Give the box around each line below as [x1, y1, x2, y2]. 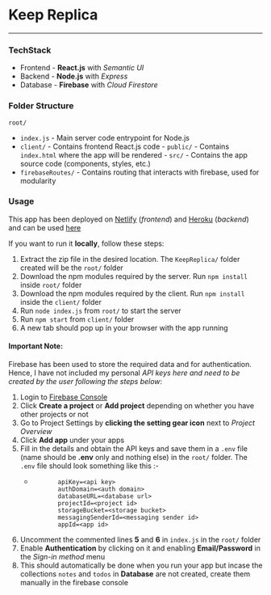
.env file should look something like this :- [19, 461, 160, 471]
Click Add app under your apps [19, 435, 125, 445]
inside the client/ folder [19, 297, 102, 306]
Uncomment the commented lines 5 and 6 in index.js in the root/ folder [19, 535, 261, 545]
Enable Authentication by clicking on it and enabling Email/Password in [19, 543, 261, 553]
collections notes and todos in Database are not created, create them [19, 569, 251, 579]
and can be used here [8, 222, 81, 232]
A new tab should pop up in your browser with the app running [19, 323, 228, 332]
